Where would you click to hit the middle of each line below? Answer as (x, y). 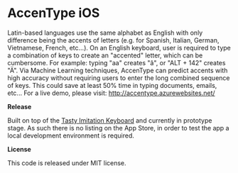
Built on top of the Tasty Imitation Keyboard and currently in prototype (110, 120)
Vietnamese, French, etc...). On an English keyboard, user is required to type (119, 48)
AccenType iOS (54, 13)
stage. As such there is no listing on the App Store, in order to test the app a (118, 128)
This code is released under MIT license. (67, 163)
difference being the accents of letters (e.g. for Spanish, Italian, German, (113, 40)
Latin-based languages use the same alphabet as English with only (105, 33)
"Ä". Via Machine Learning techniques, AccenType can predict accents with (118, 70)
